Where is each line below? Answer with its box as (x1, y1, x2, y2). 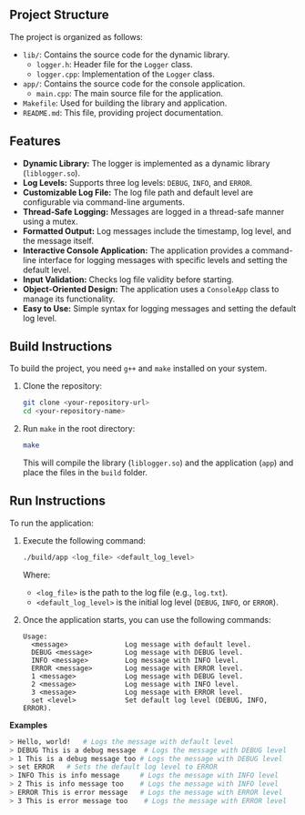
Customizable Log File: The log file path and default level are (22, 187, 253, 198)
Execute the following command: (22, 535, 146, 545)
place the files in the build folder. (22, 467, 148, 478)
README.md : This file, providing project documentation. (22, 107, 224, 117)
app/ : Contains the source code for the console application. (22, 77, 246, 89)
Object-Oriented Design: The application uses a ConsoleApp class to (22, 283, 280, 294)
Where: (22, 569, 51, 580)
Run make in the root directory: (22, 423, 136, 434)
